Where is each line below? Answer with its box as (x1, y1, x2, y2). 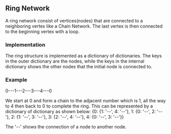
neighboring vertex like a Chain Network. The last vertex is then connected (5, 23, 163, 29)
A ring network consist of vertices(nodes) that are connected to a (5, 17, 143, 23)
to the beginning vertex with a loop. (5, 28, 80, 35)
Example (5, 76, 28, 84)
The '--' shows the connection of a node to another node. (5, 124, 127, 130)
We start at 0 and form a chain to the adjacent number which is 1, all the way (5, 98, 166, 104)
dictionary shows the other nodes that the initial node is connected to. (5, 64, 153, 70)
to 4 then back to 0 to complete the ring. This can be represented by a (5, 103, 153, 109)
